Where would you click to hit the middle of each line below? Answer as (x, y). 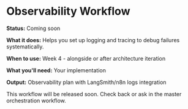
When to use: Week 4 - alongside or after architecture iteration (86, 58)
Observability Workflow (68, 11)
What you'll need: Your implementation (56, 70)
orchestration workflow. (36, 100)
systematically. (25, 47)
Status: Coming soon (33, 28)
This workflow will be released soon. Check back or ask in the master (94, 94)
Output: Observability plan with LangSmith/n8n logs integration (86, 82)
